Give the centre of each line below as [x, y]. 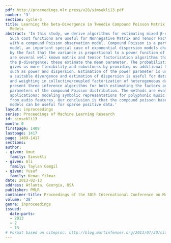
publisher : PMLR [22, 190]
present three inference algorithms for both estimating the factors [85, 86]
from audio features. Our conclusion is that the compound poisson [83, 100]
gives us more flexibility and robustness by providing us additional [86, 67]
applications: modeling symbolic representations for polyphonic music [88, 95]
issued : [13, 209]
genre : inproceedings [28, 204]
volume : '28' [19, 199]
